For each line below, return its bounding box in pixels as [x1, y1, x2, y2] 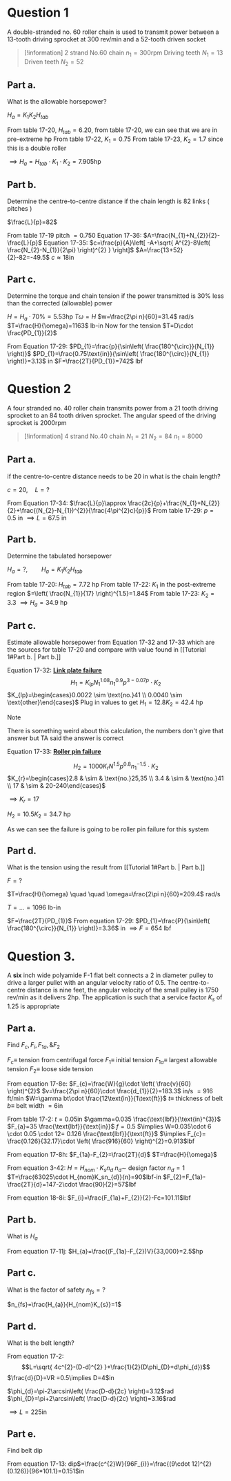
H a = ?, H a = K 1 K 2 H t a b [7, 565, 83, 575]
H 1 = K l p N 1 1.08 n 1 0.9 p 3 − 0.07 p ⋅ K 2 [70, 677, 161, 688]
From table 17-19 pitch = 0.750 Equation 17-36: [7, 232, 142, 240]
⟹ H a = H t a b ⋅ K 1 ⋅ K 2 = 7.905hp [9, 157, 101, 167]
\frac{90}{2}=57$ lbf [79, 1180, 137, 1189]
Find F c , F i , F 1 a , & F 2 [7, 1040, 61, 1050]
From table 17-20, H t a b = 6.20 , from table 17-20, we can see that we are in [7, 126, 218, 135]
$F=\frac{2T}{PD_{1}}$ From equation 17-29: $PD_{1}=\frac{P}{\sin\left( [7, 917, 210, 925]
